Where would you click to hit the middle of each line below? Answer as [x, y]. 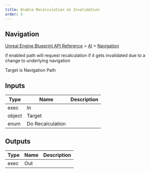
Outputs [18, 141]
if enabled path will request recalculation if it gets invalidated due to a [75, 56]
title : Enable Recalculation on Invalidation [52, 10]
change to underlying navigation [38, 61]
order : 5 [14, 14]
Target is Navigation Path [31, 70]
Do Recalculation [46, 124]
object [15, 116]
